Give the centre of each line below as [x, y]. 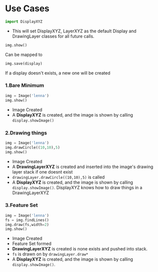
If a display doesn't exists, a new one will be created [58, 73]
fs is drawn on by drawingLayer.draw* [50, 254]
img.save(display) [24, 63]
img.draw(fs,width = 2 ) [27, 224]
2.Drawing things [26, 133]
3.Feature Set [22, 205]
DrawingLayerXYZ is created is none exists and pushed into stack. [80, 249]
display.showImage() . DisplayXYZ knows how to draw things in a [77, 187]
